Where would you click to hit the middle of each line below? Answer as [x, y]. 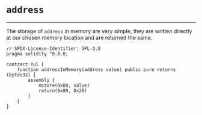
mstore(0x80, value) [64, 85]
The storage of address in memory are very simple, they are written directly [99, 31]
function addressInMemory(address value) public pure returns [96, 70]
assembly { [41, 80]
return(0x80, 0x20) [63, 91]
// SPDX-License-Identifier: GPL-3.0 [54, 48]
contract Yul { [25, 64]
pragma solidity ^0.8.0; [37, 54]
